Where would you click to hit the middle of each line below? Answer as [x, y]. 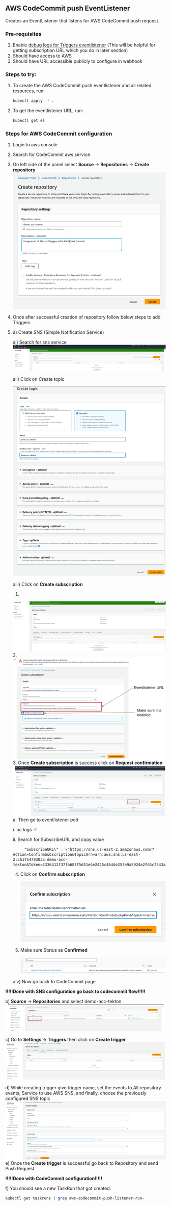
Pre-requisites [23, 34]
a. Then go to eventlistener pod [46, 820]
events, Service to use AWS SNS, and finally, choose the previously [76, 1093]
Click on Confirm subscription [52, 874]
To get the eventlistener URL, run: [48, 111]
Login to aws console [35, 145]
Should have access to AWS [42, 56]
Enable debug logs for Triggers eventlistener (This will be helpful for [84, 45]
